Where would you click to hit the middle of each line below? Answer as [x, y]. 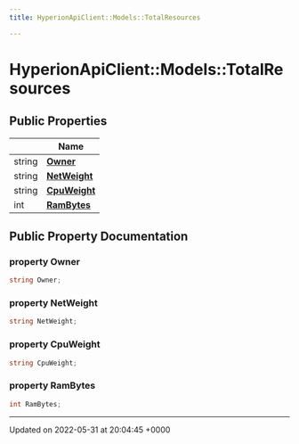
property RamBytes [53, 386]
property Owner [44, 261]
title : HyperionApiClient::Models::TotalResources [105, 17]
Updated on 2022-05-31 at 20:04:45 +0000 [90, 430]
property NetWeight [53, 303]
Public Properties [58, 121]
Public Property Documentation [99, 237]
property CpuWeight [55, 344]
